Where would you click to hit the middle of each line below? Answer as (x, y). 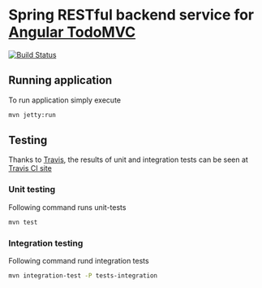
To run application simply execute (65, 100)
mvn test (23, 222)
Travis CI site (30, 168)
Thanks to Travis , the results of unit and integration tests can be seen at (129, 159)
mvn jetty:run (32, 115)
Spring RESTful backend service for (131, 15)
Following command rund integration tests (79, 260)
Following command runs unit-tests (67, 207)
